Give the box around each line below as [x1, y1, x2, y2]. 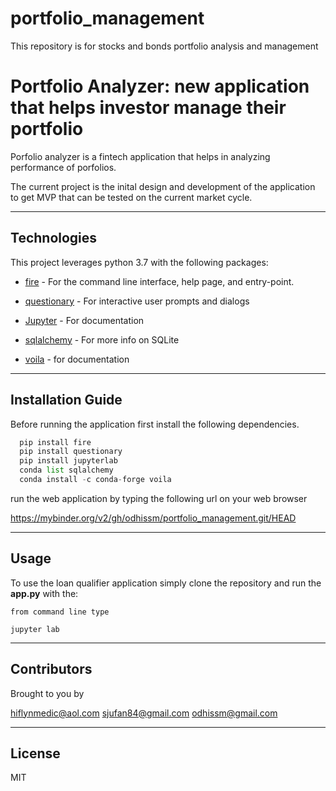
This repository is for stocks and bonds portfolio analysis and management [10, 40, 319, 52]
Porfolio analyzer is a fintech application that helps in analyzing [10, 150, 271, 162]
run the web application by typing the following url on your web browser [10, 492, 308, 504]
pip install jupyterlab [19, 456, 118, 466]
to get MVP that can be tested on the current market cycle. [10, 191, 253, 203]
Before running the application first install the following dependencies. [10, 418, 300, 430]
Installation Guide [10, 392, 123, 409]
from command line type [10, 607, 110, 617]
